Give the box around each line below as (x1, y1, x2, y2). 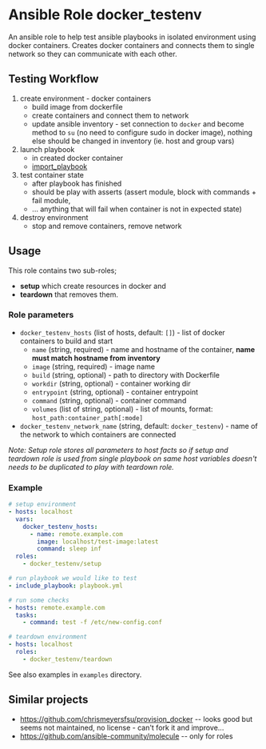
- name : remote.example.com (29, 530, 124, 538)
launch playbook (19, 144, 75, 154)
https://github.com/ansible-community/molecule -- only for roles (19, 731, 233, 741)
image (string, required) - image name (31, 362, 156, 371)
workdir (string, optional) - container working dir (31, 379, 192, 388)
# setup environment (8, 500, 77, 509)
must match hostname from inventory (31, 353, 161, 362)
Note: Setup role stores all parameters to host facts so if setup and (8, 445, 229, 455)
